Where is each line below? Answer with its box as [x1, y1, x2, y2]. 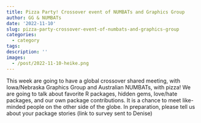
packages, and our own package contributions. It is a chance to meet [6, 96, 181, 104]
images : [6, 54, 26, 61]
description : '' [6, 49, 48, 55]
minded [6, 103, 26, 110]
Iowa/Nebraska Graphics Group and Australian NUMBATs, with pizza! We [6, 83, 191, 91]
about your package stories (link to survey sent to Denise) [6, 110, 153, 117]
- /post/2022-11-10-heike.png [12, 60, 89, 66]
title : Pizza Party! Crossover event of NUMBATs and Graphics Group [6, 9, 185, 15]
